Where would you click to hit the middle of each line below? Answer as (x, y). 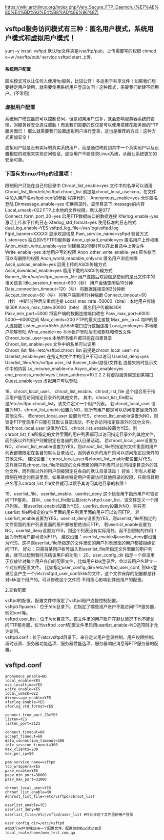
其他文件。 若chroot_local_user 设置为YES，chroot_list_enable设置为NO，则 (82, 416)
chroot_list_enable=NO (28, 792)
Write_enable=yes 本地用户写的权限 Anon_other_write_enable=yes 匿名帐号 (81, 252)
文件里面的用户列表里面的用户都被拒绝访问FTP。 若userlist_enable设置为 (78, 524)
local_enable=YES (23, 681)
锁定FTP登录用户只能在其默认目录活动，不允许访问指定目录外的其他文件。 (80, 422)
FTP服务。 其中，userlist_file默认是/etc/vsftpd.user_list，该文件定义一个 (82, 499)
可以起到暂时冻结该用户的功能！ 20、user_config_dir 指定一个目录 (84, 555)
